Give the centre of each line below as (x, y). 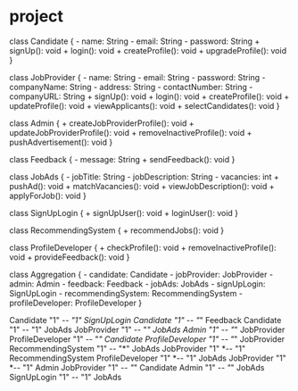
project (37, 17)
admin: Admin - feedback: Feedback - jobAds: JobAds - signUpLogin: (137, 284)
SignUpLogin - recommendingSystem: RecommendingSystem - (126, 293)
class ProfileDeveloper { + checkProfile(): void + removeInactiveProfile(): (143, 247)
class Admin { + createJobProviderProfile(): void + (102, 123)
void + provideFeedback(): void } (70, 257)
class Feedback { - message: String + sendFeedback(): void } (122, 159)
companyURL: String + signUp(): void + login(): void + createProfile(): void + (149, 96)
